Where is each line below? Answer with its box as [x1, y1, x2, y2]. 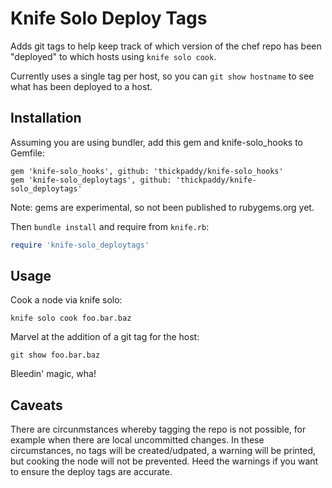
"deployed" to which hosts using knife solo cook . [10, 50, 217, 62]
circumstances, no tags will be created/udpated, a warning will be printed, [10, 445, 317, 457]
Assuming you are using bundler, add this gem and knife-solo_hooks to [10, 136, 304, 148]
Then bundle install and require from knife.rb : [10, 220, 210, 232]
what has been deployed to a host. [10, 80, 153, 92]
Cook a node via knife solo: [10, 294, 123, 306]
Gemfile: [10, 147, 46, 159]
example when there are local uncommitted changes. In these [10, 434, 265, 446]
